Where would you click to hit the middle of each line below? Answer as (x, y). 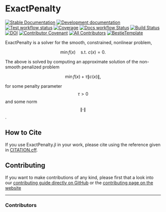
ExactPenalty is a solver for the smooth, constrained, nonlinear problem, (79, 42)
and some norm (21, 102)
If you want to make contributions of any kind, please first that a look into (80, 177)
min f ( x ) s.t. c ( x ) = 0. (83, 52)
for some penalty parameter (34, 86)
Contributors (21, 205)
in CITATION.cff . (21, 150)
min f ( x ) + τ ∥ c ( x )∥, (83, 76)
